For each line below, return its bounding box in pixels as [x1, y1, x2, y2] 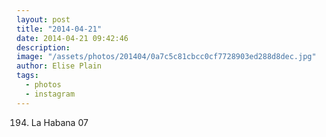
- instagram [25, 89, 76, 99]
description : [16, 42, 71, 53]
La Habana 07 [30, 116, 89, 128]
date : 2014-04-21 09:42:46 [16, 33, 129, 43]
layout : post [16, 14, 71, 25]
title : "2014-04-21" [16, 24, 103, 34]
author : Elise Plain [16, 61, 103, 71]
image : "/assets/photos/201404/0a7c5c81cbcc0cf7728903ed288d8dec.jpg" [16, 52, 317, 62]
